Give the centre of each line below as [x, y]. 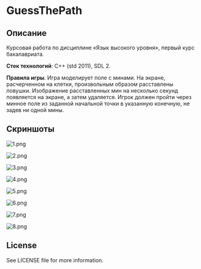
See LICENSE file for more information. [55, 260]
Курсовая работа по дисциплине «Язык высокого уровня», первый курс [100, 47]
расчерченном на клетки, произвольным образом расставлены [90, 84]
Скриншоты [30, 129]
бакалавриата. [25, 54]
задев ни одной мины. [35, 110]
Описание [26, 33]
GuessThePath [44, 11]
